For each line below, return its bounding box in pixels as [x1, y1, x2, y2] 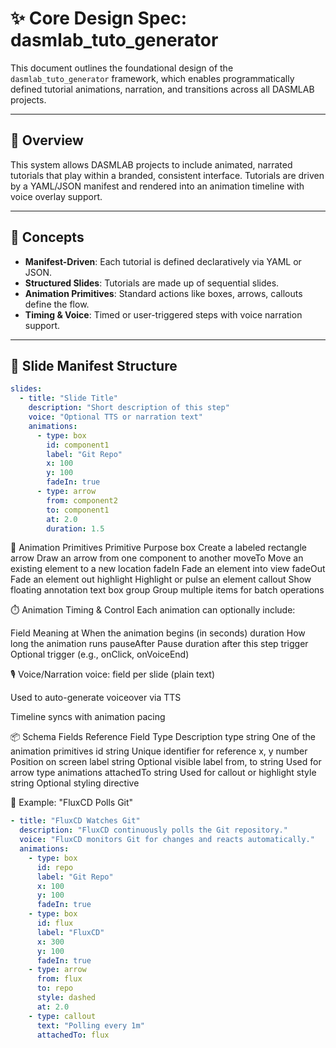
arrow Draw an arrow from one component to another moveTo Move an [10, 552, 304, 564]
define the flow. [24, 298, 90, 310]
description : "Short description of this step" [28, 403, 230, 413]
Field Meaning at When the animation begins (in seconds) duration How [10, 627, 306, 639]
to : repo [36, 983, 74, 994]
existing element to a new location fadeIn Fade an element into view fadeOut [10, 563, 326, 575]
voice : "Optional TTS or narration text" [28, 412, 203, 422]
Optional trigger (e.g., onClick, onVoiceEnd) [10, 648, 190, 661]
